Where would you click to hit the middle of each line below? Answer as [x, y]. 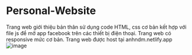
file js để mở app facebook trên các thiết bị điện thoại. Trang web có [89, 33]
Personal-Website [51, 11]
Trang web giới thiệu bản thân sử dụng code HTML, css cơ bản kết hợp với [96, 27]
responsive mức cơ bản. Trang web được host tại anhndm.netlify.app [89, 39]
